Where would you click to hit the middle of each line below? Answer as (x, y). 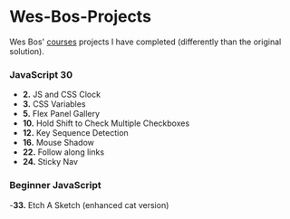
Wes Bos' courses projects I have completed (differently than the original (145, 42)
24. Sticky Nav (50, 162)
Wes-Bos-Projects (81, 17)
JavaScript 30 (41, 74)
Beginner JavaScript (55, 186)
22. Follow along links (63, 152)
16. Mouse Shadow (58, 143)
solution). (27, 51)
